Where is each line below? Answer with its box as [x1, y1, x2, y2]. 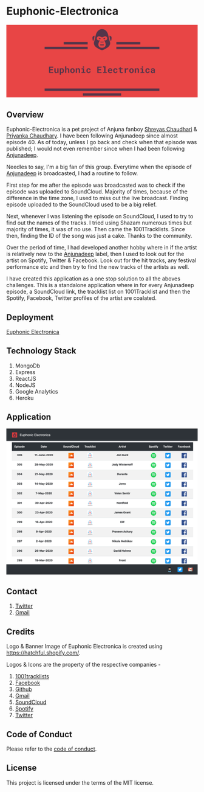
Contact [6, 586, 38, 597]
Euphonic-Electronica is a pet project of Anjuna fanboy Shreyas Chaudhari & [6, 126, 197, 133]
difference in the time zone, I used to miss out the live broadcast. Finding [6, 195, 189, 202]
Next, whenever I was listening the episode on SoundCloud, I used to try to [6, 213, 194, 220]
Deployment [6, 312, 54, 322]
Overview [6, 109, 44, 120]
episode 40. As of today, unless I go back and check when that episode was [6, 139, 197, 146]
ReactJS [15, 375, 36, 382]
